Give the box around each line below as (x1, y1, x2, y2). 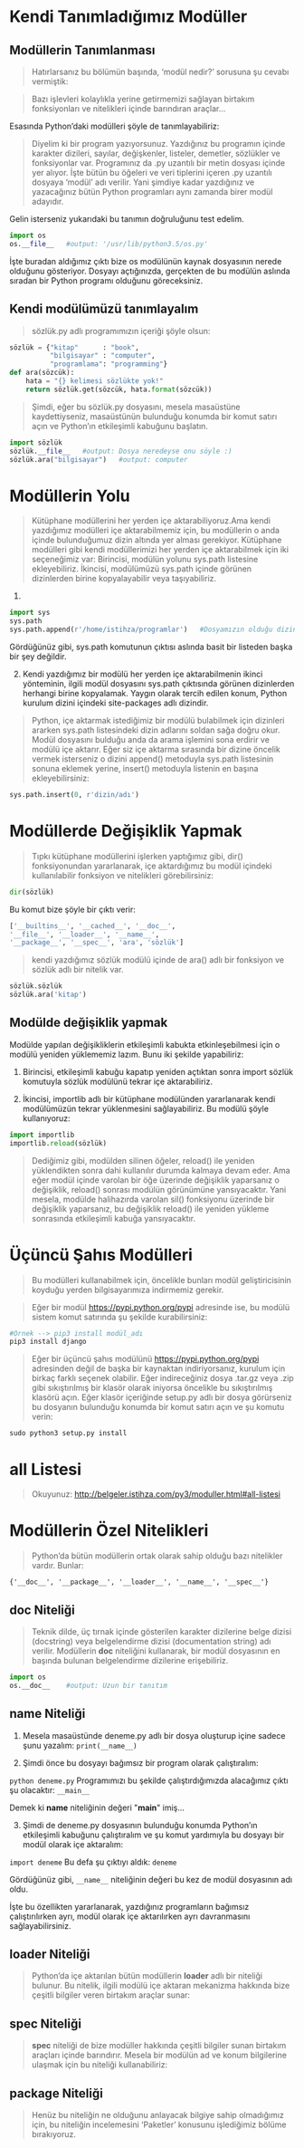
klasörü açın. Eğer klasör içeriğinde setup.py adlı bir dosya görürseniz (31, 1392, 292, 1403)
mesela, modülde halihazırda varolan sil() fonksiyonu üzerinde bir (31, 1194, 275, 1204)
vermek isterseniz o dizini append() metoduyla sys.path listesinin (31, 753, 274, 764)
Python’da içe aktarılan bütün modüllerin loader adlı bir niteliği (31, 1971, 263, 1981)
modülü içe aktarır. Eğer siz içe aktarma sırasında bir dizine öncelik (31, 744, 280, 754)
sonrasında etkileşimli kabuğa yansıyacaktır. (31, 1213, 196, 1223)
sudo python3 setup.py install (9, 1429, 128, 1438)
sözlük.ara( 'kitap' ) (9, 990, 88, 1000)
